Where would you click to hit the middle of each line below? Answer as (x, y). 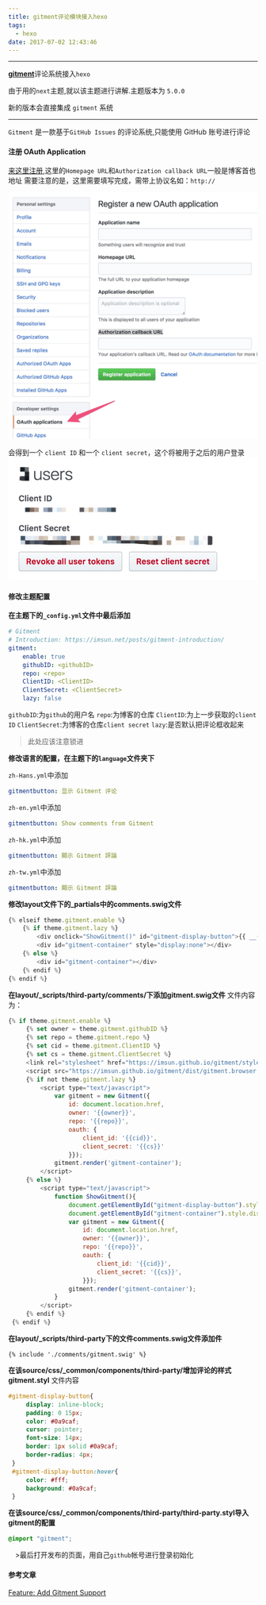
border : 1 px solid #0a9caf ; (72, 1447)
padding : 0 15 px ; (54, 1413)
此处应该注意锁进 (55, 742)
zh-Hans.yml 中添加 (38, 775)
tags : (17, 25)
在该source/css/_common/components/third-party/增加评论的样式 (120, 1370)
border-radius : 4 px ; (59, 1455)
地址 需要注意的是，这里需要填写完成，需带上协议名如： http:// (112, 181)
